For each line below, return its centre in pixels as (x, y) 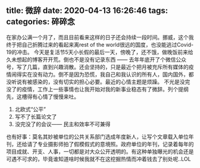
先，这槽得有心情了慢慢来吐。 (43, 96)
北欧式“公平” (30, 109)
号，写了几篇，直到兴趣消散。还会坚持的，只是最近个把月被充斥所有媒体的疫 (100, 66)
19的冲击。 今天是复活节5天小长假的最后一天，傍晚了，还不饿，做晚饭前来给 (100, 52)
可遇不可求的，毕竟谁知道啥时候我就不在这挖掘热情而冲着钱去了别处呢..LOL (99, 159)
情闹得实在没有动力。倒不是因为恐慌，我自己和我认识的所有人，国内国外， (97, 74)
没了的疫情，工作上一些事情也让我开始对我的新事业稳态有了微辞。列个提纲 (97, 89)
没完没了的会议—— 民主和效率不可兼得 (62, 124)
